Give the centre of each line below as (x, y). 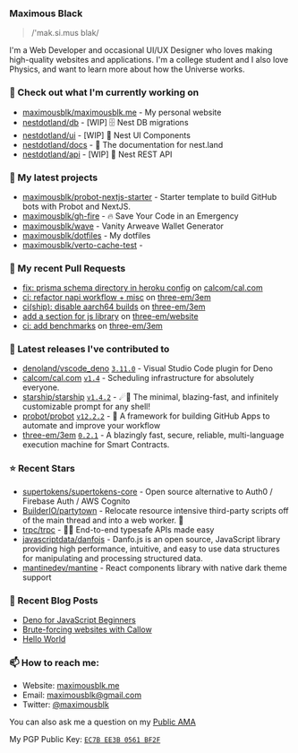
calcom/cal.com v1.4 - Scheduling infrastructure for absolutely (138, 378)
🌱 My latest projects (54, 177)
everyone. (41, 387)
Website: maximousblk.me (71, 686)
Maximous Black (46, 13)
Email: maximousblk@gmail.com (81, 695)
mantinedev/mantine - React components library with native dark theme (155, 567)
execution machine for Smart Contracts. (96, 445)
